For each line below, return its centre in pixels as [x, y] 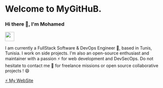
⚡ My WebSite [19, 81]
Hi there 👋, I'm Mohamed [35, 24]
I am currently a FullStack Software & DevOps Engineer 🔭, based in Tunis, [79, 48]
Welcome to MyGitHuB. [53, 9]
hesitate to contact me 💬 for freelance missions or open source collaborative [82, 66]
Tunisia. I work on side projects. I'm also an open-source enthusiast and [77, 53]
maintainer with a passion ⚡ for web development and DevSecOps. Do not [79, 59]
